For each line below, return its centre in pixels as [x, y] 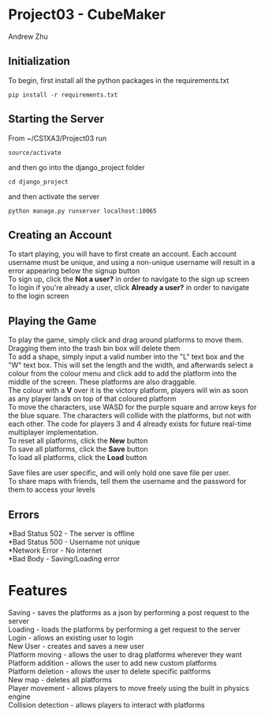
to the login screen [39, 296]
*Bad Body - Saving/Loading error [64, 559]
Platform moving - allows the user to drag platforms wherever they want [125, 655]
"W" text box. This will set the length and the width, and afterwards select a [131, 365]
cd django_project [38, 182]
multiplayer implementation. [53, 432]
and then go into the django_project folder [77, 167]
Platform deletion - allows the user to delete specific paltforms [110, 671]
